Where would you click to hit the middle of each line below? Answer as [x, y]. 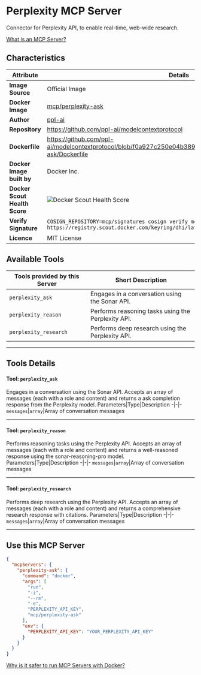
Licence [21, 238]
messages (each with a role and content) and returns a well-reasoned [92, 450]
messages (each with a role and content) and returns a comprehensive [93, 508]
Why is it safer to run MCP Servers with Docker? [66, 665]
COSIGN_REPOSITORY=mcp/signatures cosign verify [118, 221]
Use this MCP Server [45, 545]
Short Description [141, 280]
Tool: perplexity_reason [36, 430]
